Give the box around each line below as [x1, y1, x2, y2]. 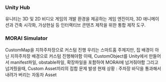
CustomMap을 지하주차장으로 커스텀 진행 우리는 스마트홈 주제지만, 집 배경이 [5, 47, 154, 53]
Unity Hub [5, 4, 30, 11]
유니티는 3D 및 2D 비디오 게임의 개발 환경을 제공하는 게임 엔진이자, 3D [5, 16, 142, 22]
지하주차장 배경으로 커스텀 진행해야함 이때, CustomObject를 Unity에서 [10, 53, 148, 59]
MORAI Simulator [5, 35, 48, 42]
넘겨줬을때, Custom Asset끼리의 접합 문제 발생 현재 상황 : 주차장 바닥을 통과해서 [5, 65, 162, 71]
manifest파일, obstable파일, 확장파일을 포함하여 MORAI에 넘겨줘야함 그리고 [10, 59, 159, 65]
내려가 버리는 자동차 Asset [5, 72, 57, 78]
